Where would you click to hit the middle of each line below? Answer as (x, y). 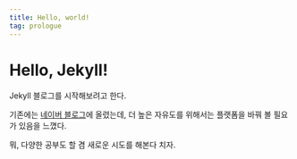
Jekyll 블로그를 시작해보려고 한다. (68, 96)
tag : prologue (36, 26)
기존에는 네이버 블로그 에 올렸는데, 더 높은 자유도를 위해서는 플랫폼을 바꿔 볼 (140, 115)
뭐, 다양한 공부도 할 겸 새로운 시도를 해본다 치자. (93, 145)
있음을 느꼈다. (42, 126)
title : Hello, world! (50, 17)
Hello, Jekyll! (59, 70)
